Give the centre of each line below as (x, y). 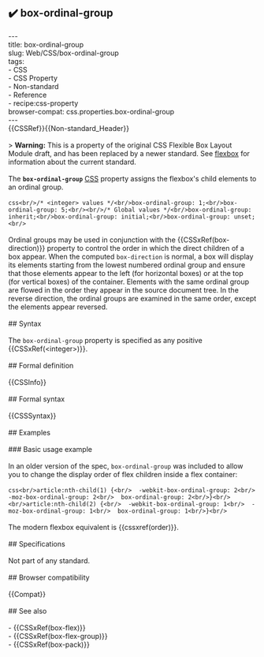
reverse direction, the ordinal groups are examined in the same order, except (132, 298)
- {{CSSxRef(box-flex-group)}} (58, 636)
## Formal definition (41, 365)
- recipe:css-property (43, 103)
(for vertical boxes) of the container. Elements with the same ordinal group (129, 282)
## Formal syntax (37, 399)
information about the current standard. (72, 162)
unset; (245, 217)
